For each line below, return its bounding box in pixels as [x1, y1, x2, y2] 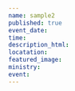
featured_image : [8, 56, 62, 64]
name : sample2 [8, 11, 56, 20]
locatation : [8, 48, 48, 56]
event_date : [8, 26, 48, 34]
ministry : [8, 63, 41, 71]
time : [8, 33, 26, 42]
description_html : [8, 41, 69, 49]
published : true [8, 19, 62, 27]
